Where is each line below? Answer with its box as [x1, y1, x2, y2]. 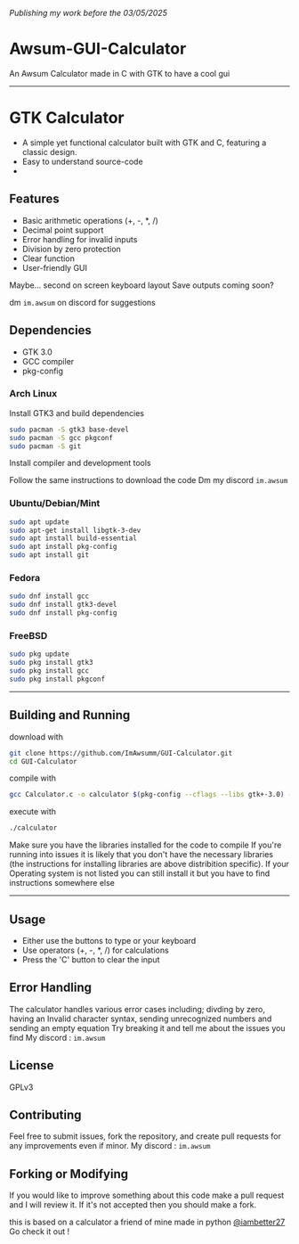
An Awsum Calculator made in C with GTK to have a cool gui [9, 68, 230, 78]
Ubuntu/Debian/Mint [9, 497, 101, 510]
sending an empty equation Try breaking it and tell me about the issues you [9, 1022, 286, 1033]
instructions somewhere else [9, 878, 116, 888]
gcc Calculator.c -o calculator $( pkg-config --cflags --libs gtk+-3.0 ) [9, 790, 285, 799]
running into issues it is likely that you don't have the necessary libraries [9, 849, 274, 860]
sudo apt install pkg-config [9, 543, 117, 552]
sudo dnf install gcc [9, 592, 90, 601]
